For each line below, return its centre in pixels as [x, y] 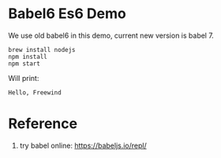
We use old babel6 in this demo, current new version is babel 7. [111, 35]
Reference [43, 124]
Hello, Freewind [35, 92]
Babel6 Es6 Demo [67, 14]
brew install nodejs [42, 50]
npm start [24, 64]
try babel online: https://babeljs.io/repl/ [83, 145]
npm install [28, 57]
